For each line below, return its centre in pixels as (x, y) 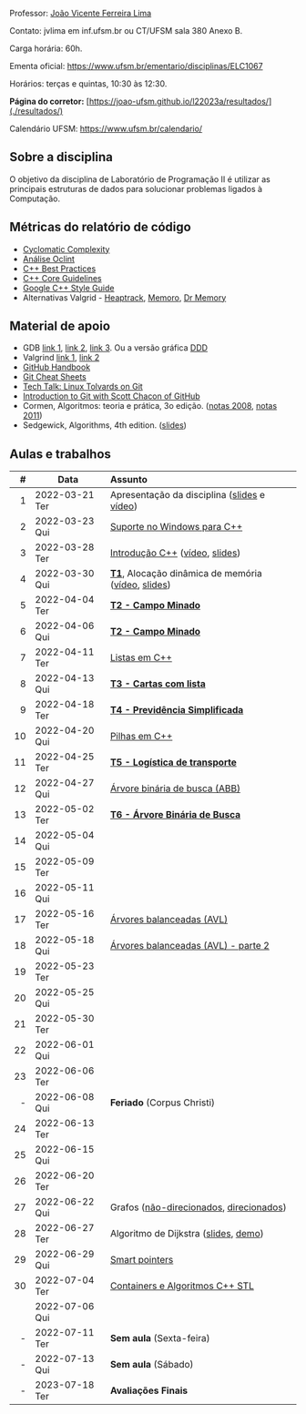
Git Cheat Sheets (54, 377)
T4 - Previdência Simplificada (177, 710)
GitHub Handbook (56, 367)
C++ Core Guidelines (62, 278)
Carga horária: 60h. (46, 48)
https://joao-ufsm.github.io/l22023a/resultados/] (180, 101)
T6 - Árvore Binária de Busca (175, 815)
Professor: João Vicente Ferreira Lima (81, 13)
